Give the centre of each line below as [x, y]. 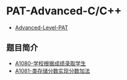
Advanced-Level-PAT [42, 27]
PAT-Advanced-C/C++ [64, 11]
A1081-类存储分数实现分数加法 [52, 70]
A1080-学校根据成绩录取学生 [50, 63]
